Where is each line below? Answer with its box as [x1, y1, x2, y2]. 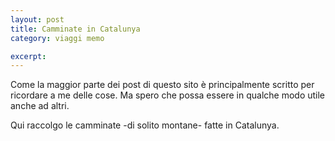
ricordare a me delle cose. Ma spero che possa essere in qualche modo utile [10, 89, 326, 101]
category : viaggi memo [10, 33, 105, 43]
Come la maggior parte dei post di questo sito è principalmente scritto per [10, 79, 315, 91]
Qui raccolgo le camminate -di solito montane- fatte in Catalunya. [10, 119, 280, 131]
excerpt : [10, 51, 47, 61]
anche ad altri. [10, 100, 70, 112]
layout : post [10, 14, 65, 25]
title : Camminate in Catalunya [10, 24, 141, 34]
